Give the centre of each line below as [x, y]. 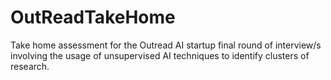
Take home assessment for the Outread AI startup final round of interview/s [166, 45]
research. [30, 66]
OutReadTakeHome [93, 17]
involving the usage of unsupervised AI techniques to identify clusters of [160, 55]
